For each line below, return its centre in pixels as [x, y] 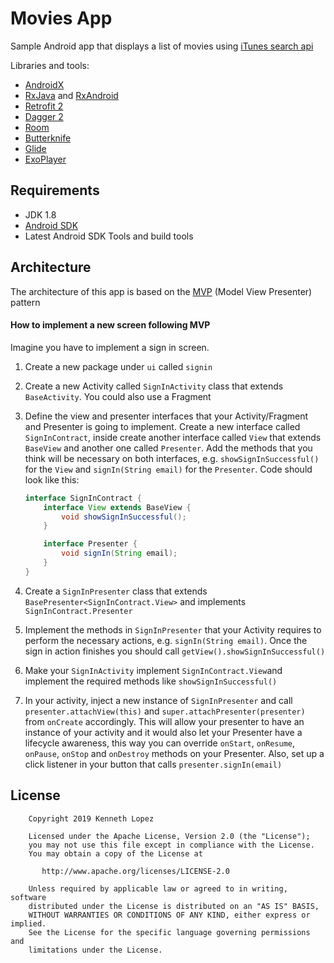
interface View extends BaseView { [117, 507]
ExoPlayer [45, 159]
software [28, 897]
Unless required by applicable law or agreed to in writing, [158, 888]
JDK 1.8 [40, 214]
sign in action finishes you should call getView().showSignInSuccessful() [175, 651]
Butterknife [48, 138]
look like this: [52, 479]
